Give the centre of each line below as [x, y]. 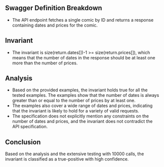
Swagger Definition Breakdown [54, 8]
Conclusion [23, 142]
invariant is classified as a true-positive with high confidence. [67, 159]
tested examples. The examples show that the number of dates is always [85, 95]
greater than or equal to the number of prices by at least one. [74, 101]
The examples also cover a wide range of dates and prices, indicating [82, 106]
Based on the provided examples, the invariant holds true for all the [80, 90]
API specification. [30, 127]
